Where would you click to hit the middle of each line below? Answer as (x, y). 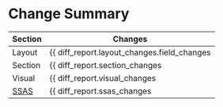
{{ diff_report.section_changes (106, 65)
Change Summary (69, 14)
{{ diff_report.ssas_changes (100, 90)
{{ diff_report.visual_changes (103, 78)
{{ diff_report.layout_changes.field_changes (130, 52)
